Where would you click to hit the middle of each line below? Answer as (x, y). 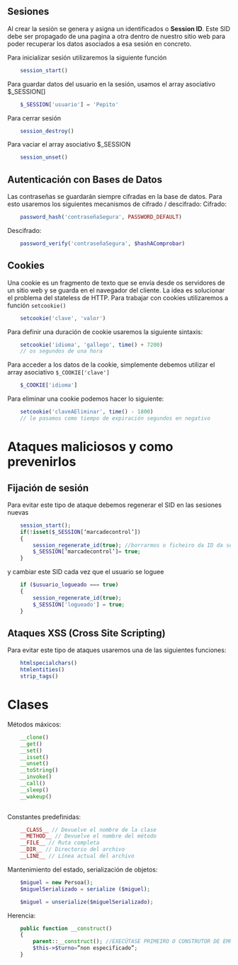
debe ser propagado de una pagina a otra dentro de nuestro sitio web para (116, 36)
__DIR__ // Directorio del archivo (73, 850)
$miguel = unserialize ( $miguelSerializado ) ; (87, 902)
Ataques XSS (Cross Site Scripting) (86, 633)
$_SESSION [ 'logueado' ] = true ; (79, 605)
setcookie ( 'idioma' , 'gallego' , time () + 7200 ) (91, 345)
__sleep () (35, 790)
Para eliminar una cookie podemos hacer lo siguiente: (86, 399)
